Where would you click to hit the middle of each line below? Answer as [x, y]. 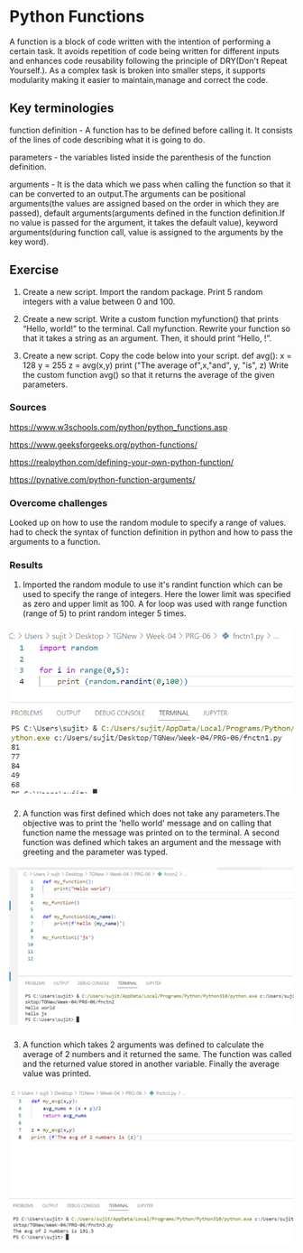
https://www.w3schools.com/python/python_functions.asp [119, 427]
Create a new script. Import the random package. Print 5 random [142, 291]
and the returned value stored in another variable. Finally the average [151, 1064]
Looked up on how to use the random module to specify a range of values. [148, 523]
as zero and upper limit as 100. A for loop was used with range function [155, 604]
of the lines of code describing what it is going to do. [107, 139]
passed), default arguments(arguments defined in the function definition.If [147, 213]
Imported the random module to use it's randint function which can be [152, 585]
